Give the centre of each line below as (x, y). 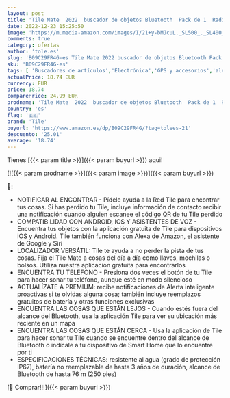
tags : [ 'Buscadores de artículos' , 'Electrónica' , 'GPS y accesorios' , (110, 70)
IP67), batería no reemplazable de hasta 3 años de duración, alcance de (118, 367)
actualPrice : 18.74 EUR (41, 77)
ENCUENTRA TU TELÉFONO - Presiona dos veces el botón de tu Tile (114, 273)
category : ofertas (33, 45)
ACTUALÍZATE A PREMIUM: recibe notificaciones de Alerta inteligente (116, 287)
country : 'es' (27, 109)
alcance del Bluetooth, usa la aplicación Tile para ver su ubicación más (117, 316)
